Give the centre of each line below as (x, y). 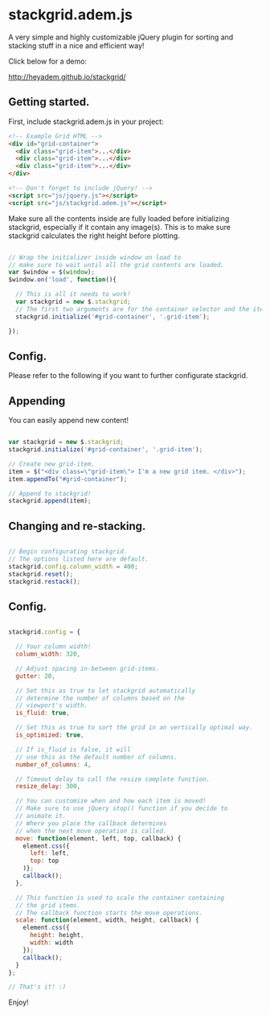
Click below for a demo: (47, 61)
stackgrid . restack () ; (45, 581)
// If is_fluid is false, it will (73, 750)
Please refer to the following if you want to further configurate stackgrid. (128, 376)
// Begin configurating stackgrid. (68, 552)
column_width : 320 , (48, 654)
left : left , (49, 853)
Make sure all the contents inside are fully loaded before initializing (119, 218)
